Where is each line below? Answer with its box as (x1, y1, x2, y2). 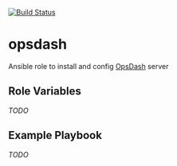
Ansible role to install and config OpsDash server (8, 61, 169, 71)
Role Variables (8, 84, 81, 98)
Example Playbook (8, 129, 102, 142)
